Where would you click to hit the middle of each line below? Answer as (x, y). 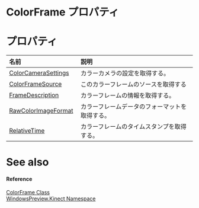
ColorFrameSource (36, 84)
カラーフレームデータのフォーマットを (134, 107)
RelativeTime (27, 131)
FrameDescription (34, 95)
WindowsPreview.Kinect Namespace (51, 199)
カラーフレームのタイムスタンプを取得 (133, 127)
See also (28, 162)
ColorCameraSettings (39, 73)
